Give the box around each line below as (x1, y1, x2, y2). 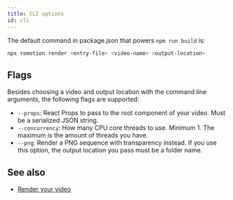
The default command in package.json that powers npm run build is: (7, 36, 206, 44)
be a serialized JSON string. (17, 116, 99, 125)
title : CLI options (7, 10, 65, 18)
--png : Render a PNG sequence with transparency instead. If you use (17, 138, 218, 147)
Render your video (17, 185, 72, 193)
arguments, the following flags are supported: (7, 95, 140, 104)
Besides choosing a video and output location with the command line (7, 88, 207, 96)
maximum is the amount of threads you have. (17, 131, 149, 140)
